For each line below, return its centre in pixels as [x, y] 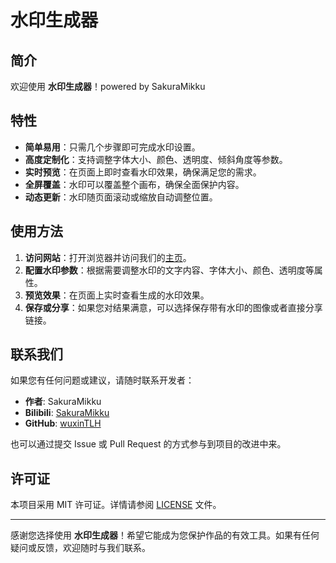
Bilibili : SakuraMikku [67, 413]
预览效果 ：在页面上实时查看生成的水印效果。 [117, 295]
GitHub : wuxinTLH [63, 423]
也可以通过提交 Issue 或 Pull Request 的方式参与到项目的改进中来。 [148, 444]
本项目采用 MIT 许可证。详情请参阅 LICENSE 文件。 [116, 505]
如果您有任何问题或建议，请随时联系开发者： [102, 380]
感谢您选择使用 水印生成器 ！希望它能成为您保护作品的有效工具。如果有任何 [165, 535]
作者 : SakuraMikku [63, 402]
